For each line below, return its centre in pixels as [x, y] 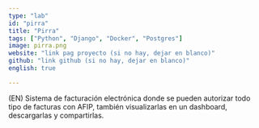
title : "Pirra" [34, 31]
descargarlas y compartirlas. [56, 115]
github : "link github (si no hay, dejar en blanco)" [99, 61]
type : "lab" [28, 16]
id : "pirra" [28, 23]
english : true [32, 68]
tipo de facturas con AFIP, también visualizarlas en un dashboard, [118, 106]
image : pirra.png [38, 46]
